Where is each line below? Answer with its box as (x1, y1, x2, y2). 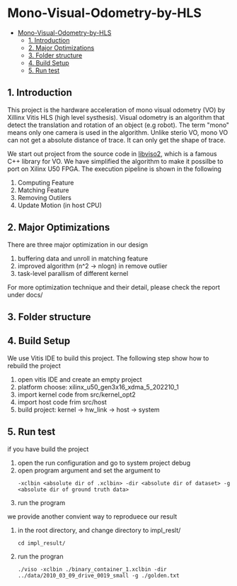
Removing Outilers (17, 193, 72, 201)
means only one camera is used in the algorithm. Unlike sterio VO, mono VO (7, 128, 229, 136)
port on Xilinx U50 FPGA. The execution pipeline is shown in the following (7, 165, 221, 173)
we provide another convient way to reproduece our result (7, 512, 178, 521)
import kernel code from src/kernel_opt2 (17, 390, 136, 399)
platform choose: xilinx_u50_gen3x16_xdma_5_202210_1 (17, 382, 179, 391)
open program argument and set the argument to (17, 466, 161, 475)
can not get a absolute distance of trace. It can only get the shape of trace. (7, 136, 226, 144)
